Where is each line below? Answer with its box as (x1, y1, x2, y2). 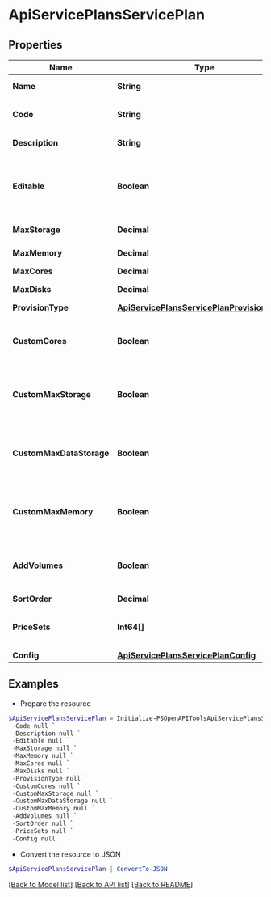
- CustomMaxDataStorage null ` (11, 797, 114, 806)
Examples (8, 677, 59, 691)
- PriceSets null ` (11, 827, 74, 835)
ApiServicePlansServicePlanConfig (116, 649, 256, 661)
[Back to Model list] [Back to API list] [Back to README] (8, 879, 194, 889)
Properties (8, 38, 63, 52)
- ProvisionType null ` (11, 774, 89, 782)
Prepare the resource (19, 698, 91, 709)
